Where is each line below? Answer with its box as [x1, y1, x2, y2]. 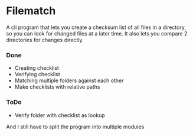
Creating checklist [14, 64, 59, 72]
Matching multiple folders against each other [14, 77, 124, 84]
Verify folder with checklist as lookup [14, 111, 105, 119]
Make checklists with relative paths [14, 83, 100, 90]
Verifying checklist [14, 71, 60, 78]
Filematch [6, 4, 56, 18]
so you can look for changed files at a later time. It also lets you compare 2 [6, 30, 188, 37]
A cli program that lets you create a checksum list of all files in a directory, [6, 24, 186, 31]
